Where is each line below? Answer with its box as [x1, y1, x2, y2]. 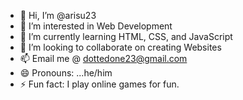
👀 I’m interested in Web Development [19, 20, 173, 32]
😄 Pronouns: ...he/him [19, 67, 113, 79]
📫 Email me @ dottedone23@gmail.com [19, 53, 188, 64]
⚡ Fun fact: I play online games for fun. [19, 78, 180, 90]
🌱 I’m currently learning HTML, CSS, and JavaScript [19, 31, 233, 42]
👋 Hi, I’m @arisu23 [19, 10, 97, 21]
